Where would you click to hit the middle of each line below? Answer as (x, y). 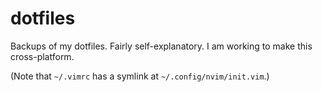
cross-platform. (42, 56)
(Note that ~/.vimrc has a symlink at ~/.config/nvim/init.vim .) (140, 76)
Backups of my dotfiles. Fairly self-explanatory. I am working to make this (161, 46)
